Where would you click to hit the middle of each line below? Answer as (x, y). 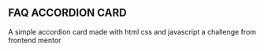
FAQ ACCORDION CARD (68, 13)
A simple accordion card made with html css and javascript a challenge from (132, 31)
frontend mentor (35, 40)
